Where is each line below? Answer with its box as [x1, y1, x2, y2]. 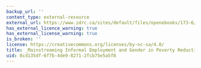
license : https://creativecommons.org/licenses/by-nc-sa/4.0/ [6, 42, 165, 48]
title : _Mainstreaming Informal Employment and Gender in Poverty [6, 47, 175, 53]
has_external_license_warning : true [6, 31, 98, 37]
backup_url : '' [6, 8, 44, 15]
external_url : [6, 20, 42, 25]
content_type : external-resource [6, 14, 90, 20]
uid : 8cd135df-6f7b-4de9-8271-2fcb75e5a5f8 [6, 53, 117, 59]
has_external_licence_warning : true [6, 25, 98, 31]
